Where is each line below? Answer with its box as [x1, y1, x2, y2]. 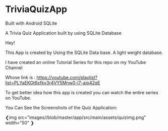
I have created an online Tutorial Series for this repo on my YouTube [5, 59, 146, 65]
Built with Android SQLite [5, 20, 58, 26]
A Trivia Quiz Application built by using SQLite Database [5, 30, 122, 36]
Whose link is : [5, 74, 36, 80]
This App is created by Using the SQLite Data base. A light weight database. [5, 49, 163, 55]
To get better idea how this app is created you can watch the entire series [5, 89, 158, 95]
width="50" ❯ [5, 119, 34, 125]
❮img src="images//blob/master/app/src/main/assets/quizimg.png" [5, 114, 146, 120]
